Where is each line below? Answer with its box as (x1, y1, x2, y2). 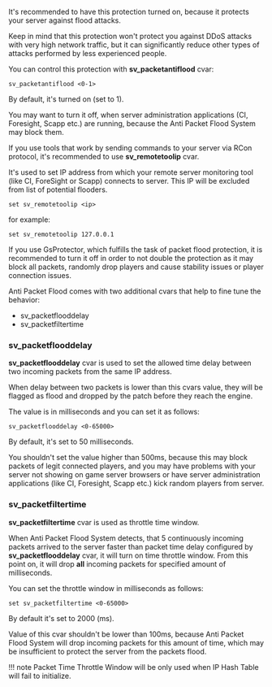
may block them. (8, 128, 65, 137)
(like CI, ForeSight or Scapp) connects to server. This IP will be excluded (8, 176, 250, 185)
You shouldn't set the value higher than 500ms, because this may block (8, 453, 248, 463)
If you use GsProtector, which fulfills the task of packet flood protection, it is (8, 245, 263, 254)
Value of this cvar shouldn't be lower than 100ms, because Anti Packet (8, 629, 244, 639)
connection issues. (8, 271, 71, 280)
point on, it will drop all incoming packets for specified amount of (8, 559, 227, 568)
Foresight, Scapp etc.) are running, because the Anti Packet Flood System (8, 119, 256, 128)
